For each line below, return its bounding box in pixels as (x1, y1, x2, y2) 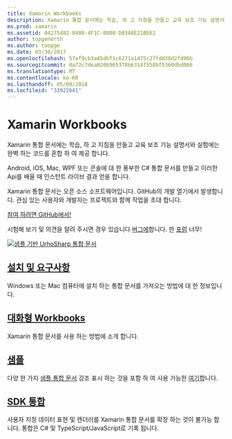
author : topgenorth (7, 36, 64, 43)
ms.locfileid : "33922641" (7, 87, 81, 94)
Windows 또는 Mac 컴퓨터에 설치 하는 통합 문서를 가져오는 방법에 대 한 (7, 281, 198, 290)
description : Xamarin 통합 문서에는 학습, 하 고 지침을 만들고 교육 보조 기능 (7, 17, 207, 23)
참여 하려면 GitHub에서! (7, 211, 71, 219)
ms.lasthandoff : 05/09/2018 (7, 81, 88, 88)
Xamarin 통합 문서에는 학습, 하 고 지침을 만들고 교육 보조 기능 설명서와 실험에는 (7, 141, 220, 149)
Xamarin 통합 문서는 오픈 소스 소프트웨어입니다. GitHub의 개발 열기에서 (7, 187, 200, 195)
